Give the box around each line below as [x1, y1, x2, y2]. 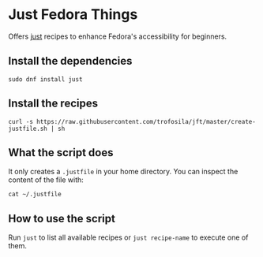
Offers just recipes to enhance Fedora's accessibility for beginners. [8, 32, 227, 41]
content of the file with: [8, 175, 85, 184]
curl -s [8, 117, 34, 125]
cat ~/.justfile [8, 191, 62, 199]
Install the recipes [8, 97, 99, 110]
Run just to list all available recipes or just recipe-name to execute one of [8, 233, 249, 242]
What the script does [8, 146, 114, 159]
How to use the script [8, 211, 116, 225]
